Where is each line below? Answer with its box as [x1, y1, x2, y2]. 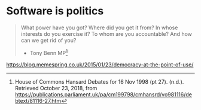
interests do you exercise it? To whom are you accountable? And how [20, 30, 193, 37]
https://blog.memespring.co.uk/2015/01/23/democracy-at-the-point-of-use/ [6, 61, 194, 68]
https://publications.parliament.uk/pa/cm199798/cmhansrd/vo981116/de [14, 91, 193, 98]
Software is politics [6, 4, 104, 18]
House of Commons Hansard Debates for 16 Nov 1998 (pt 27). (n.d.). [14, 78, 184, 85]
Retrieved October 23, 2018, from [14, 84, 98, 91]
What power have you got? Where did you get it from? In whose [20, 24, 178, 31]
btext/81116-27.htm [14, 97, 62, 104]
